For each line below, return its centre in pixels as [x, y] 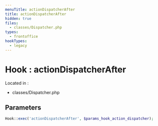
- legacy [18, 46]
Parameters [23, 107]
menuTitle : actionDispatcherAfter [40, 9]
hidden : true [18, 18]
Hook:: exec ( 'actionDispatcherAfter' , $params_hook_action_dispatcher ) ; [79, 119]
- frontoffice [24, 37]
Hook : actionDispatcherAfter [66, 70]
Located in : [17, 83]
